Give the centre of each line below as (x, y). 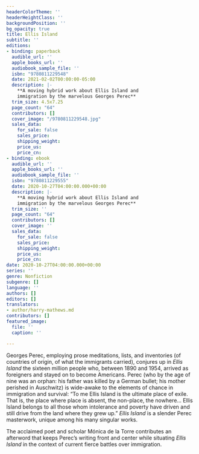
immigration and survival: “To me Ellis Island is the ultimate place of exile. (97, 393)
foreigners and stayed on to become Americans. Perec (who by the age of (98, 374)
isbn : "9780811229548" (40, 74)
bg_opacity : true (28, 29)
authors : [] (21, 293)
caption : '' (27, 333)
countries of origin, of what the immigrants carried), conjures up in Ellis (94, 361)
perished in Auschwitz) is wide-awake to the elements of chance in (90, 387)
